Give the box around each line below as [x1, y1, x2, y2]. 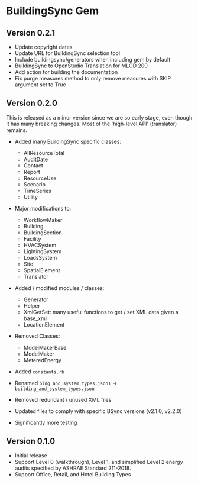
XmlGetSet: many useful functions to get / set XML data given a [23, 308, 178, 315]
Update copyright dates [14, 43, 73, 50]
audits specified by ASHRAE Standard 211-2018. [14, 464, 131, 472]
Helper [23, 302, 40, 309]
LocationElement [23, 321, 65, 328]
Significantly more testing [14, 419, 77, 426]
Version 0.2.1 [6, 28, 55, 38]
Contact [23, 162, 43, 169]
